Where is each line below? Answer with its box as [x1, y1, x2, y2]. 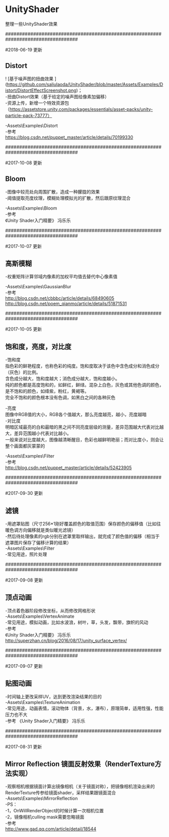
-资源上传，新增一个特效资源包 [5, 100, 69, 106]
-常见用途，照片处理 [5, 551, 47, 557]
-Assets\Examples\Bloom [5, 205, 57, 211]
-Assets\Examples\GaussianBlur [5, 284, 71, 290]
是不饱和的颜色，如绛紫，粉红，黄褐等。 [5, 388, 89, 394]
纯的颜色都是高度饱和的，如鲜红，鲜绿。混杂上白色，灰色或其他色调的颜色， [5, 382, 164, 388]
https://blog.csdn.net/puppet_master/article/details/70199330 [5, 134, 133, 140]
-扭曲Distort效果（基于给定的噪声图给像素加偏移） [5, 93, 110, 99]
